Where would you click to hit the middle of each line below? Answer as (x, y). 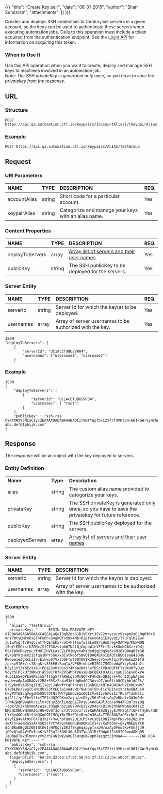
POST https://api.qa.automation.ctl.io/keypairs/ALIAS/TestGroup (72, 147)
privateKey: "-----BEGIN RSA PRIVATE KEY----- (57, 630)
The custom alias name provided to (109, 489)
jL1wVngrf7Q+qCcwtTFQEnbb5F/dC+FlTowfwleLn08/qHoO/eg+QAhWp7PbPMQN (75, 642)
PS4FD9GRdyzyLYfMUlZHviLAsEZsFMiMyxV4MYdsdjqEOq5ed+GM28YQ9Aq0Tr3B (75, 651)
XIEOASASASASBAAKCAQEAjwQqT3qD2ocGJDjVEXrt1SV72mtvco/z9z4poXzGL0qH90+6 (80, 634)
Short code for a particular (90, 196)
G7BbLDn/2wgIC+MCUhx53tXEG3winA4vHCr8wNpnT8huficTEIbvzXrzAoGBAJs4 (75, 689)
